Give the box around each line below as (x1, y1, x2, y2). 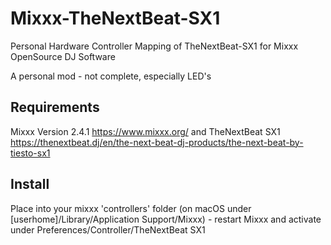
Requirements (10, 99, 100, 116)
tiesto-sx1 (10, 147, 51, 159)
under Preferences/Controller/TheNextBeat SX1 (10, 223, 206, 236)
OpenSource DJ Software (10, 50, 116, 62)
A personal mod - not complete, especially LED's (10, 70, 212, 82)
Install (10, 176, 50, 193)
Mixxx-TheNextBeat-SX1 (10, 7, 221, 30)
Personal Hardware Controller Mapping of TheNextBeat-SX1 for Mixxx (10, 40, 299, 52)
